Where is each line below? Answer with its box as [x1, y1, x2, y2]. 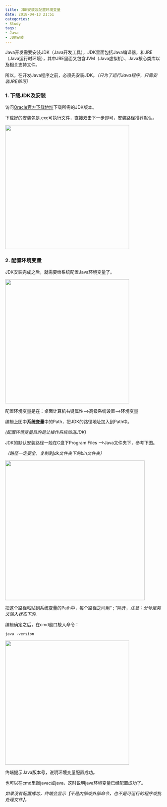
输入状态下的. [9, 611, 37, 617]
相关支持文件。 [9, 62, 40, 68]
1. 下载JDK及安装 [5, 92, 46, 99]
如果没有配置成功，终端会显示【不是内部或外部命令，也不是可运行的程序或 [5, 791, 157, 797]
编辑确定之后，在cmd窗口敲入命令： [5, 622, 79, 628]
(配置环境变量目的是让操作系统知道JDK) [5, 429, 87, 435]
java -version [5, 632, 35, 637]
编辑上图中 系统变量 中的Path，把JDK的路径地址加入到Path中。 [5, 419, 132, 425]
